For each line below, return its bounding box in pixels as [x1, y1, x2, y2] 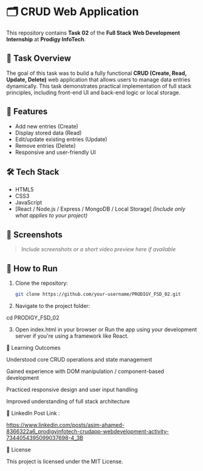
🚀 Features [6, 106, 48, 117]
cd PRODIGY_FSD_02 [6, 314, 59, 321]
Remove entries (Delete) [15, 142, 76, 149]
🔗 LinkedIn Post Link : [6, 409, 61, 417]
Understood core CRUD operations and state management [6, 355, 153, 363]
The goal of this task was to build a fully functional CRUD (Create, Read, [6, 69, 187, 77]
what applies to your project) [15, 212, 88, 219]
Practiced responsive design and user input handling [6, 386, 138, 393]
